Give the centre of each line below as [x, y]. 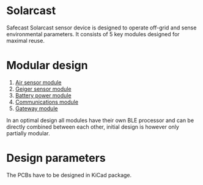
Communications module [46, 102]
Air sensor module [39, 82]
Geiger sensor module [43, 89]
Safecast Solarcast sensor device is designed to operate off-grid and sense [102, 28]
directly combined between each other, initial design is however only [93, 127]
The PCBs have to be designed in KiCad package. [69, 175]
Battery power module [43, 95]
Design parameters [56, 158]
